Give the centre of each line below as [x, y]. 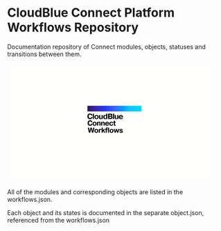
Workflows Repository [73, 27]
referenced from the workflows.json [58, 220]
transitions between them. [44, 54]
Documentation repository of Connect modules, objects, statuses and [107, 46]
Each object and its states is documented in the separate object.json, [106, 212]
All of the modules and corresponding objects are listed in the [95, 191]
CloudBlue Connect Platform [91, 13]
